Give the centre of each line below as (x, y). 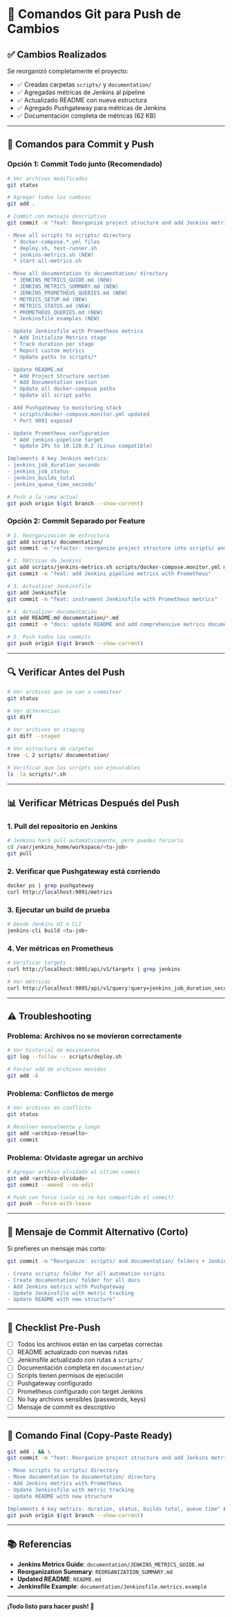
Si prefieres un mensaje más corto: (57, 1249)
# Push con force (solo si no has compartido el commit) (91, 1197)
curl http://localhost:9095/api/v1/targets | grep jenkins (94, 970)
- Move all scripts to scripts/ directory (69, 235)
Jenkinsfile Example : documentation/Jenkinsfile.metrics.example (112, 1587)
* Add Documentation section (55, 383)
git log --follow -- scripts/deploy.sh (65, 1057)
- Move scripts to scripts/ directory (63, 1471)
